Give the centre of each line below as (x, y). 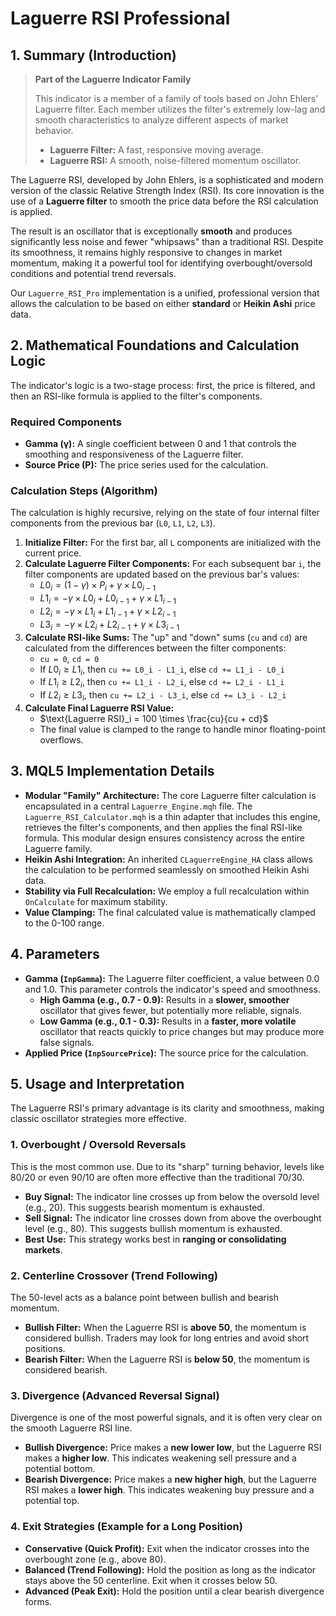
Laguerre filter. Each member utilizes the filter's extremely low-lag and (180, 109)
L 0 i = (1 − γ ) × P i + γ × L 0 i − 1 (98, 586)
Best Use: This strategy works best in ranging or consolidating (155, 1239)
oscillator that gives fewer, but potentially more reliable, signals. (170, 1010)
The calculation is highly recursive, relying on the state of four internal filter (165, 513)
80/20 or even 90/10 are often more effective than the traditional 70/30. (157, 1177)
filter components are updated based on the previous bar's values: (162, 574)
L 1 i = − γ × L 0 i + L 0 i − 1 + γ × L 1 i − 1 (108, 599)
